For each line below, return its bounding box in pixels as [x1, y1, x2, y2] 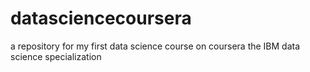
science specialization [10, 50, 102, 62]
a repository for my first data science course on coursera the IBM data [10, 40, 301, 52]
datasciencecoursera [10, 7, 192, 30]
